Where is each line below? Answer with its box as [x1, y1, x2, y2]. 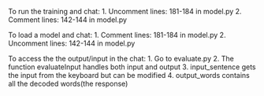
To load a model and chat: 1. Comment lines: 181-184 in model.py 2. [8, 31, 226, 39]
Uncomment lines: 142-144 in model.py [8, 39, 136, 48]
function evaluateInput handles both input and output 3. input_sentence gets [8, 62, 256, 72]
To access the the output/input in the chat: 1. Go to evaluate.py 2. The [8, 54, 234, 63]
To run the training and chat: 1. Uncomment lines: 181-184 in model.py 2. [8, 7, 242, 16]
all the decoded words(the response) [8, 79, 128, 88]
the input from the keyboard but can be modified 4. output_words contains [8, 71, 250, 79]
